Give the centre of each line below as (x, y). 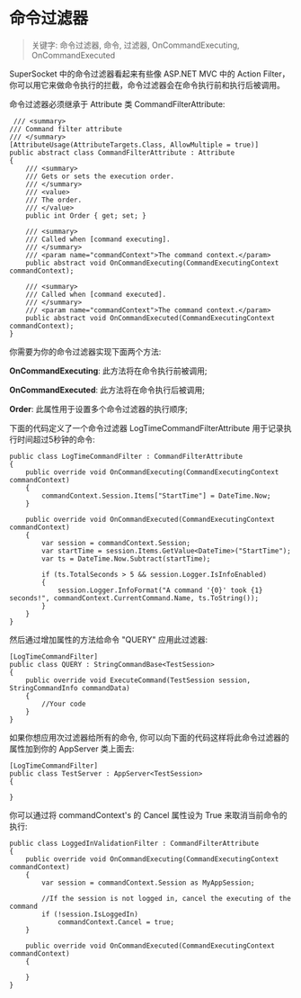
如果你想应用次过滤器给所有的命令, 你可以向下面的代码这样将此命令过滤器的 (149, 737)
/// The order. (54, 200)
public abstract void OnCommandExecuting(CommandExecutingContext (152, 263)
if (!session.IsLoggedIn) (90, 914)
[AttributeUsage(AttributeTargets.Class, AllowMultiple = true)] (134, 145)
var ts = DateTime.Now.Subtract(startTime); (126, 559)
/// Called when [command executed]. (96, 294)
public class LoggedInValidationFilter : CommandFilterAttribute (134, 843)
